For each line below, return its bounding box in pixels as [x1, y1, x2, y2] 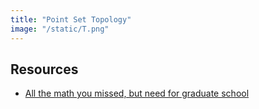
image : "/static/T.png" [10, 24, 110, 34]
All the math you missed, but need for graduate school [24, 87, 250, 100]
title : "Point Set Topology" [10, 14, 132, 25]
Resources [10, 61, 79, 78]
